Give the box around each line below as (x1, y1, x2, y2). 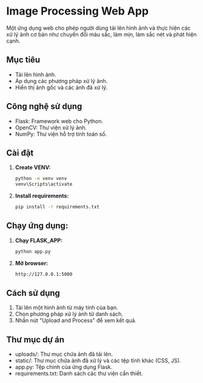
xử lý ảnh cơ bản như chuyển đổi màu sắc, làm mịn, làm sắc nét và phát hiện (6, 30, 197, 38)
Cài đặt (6, 147, 34, 158)
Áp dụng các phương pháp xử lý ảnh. (15, 77, 108, 84)
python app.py (15, 248, 51, 255)
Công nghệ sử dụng (6, 101, 82, 112)
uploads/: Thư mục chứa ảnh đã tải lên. (15, 350, 113, 358)
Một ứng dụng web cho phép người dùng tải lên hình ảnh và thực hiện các (6, 24, 191, 32)
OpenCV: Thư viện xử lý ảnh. (15, 124, 87, 131)
